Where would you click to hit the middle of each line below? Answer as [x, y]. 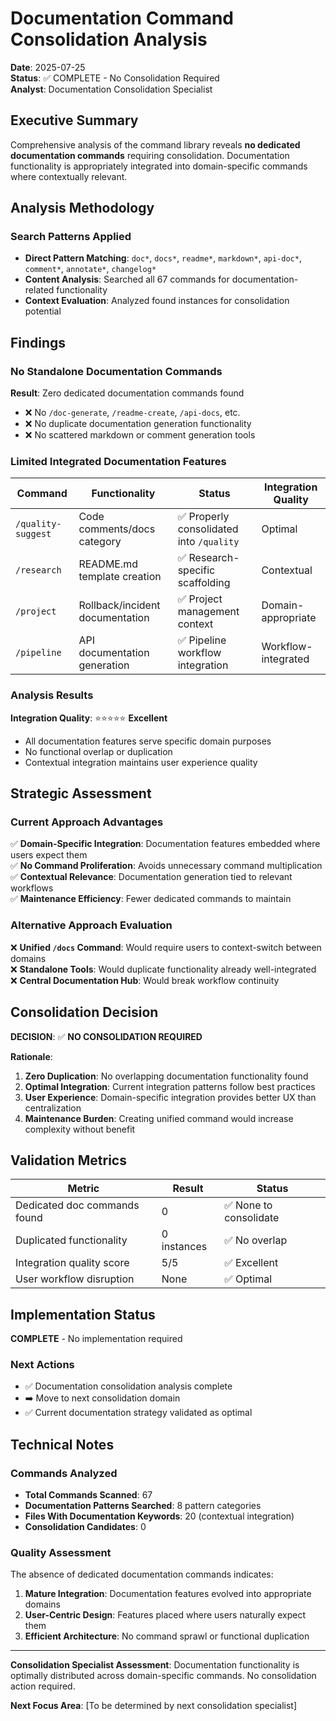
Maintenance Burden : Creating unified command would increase [159, 1118]
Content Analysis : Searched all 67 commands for [127, 279]
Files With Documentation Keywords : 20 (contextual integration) [159, 1516]
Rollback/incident [119, 605]
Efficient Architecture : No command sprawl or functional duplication [167, 1636]
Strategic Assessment [81, 793]
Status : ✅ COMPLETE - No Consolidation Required [115, 78]
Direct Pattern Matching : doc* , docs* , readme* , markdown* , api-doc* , [163, 258]
